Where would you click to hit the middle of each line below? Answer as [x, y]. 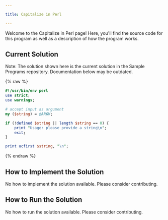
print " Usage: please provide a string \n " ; [61, 128]
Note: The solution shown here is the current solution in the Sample [75, 67]
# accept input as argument [35, 109]
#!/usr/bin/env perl [27, 91]
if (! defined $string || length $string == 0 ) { [57, 123]
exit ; [20, 132]
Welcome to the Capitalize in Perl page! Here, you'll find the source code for [84, 33]
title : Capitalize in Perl [33, 14]
